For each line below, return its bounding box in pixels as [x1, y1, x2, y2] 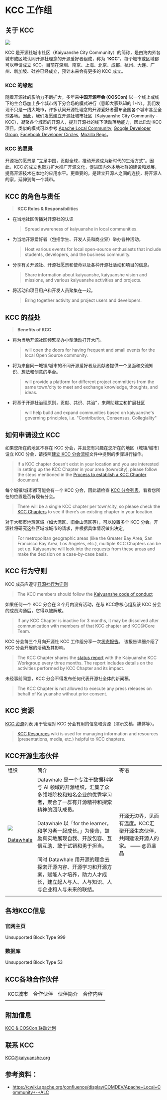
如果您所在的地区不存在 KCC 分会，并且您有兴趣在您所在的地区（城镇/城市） [5, 445, 160, 451]
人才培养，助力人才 [57, 871, 102, 878]
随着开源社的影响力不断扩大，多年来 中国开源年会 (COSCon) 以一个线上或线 [5, 94, 160, 100]
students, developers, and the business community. [24, 251, 131, 257]
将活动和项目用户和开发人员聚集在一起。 [12, 287, 95, 293]
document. [17, 477, 40, 483]
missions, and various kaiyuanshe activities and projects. [24, 277, 142, 283]
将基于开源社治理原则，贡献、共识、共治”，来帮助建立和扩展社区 [12, 400, 145, 406]
